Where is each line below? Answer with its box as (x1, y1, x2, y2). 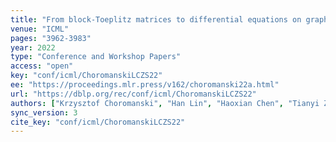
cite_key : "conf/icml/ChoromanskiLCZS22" (10, 117, 186, 127)
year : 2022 (10, 42, 56, 53)
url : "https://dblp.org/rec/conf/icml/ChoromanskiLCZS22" (10, 89, 257, 99)
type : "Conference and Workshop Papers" (10, 52, 182, 62)
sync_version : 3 (10, 107, 78, 118)
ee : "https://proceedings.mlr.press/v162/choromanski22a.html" (10, 80, 280, 90)
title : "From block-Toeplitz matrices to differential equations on (10, 14, 302, 25)
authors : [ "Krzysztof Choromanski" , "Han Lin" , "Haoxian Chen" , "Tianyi (10, 98, 320, 108)
